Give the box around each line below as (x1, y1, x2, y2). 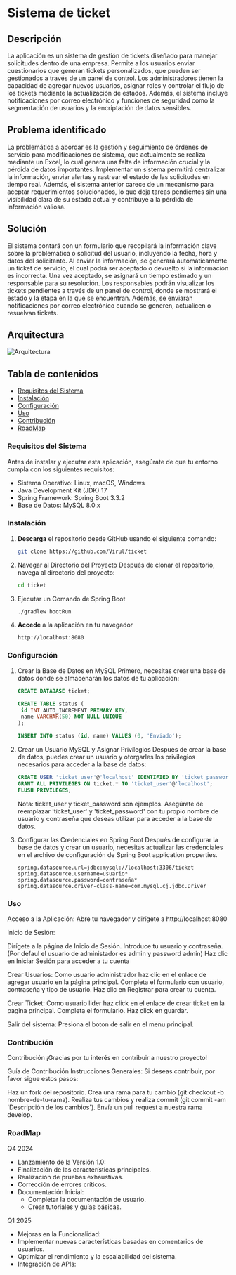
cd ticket (17, 582, 47, 589)
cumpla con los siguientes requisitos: (7, 465, 114, 473)
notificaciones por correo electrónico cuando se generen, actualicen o (7, 301, 211, 310)
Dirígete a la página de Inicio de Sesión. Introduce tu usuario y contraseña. (7, 941, 223, 950)
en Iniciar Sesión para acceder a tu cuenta (7, 957, 130, 965)
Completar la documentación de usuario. (27, 1195, 146, 1203)
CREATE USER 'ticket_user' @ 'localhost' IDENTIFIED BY (17, 774, 178, 781)
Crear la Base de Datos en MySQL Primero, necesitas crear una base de (17, 666, 226, 675)
